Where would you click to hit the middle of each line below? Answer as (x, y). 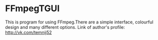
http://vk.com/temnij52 (28, 32)
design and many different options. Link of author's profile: (65, 27)
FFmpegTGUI (32, 9)
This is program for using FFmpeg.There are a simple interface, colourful (79, 22)
